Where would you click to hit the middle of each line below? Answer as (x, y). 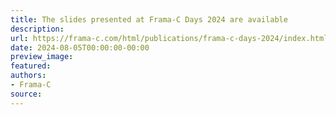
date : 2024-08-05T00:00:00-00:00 (80, 47)
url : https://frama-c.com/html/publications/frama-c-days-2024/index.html (169, 38)
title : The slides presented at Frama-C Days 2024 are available (149, 19)
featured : (31, 66)
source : (26, 94)
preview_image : (42, 57)
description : (37, 29)
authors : (28, 76)
